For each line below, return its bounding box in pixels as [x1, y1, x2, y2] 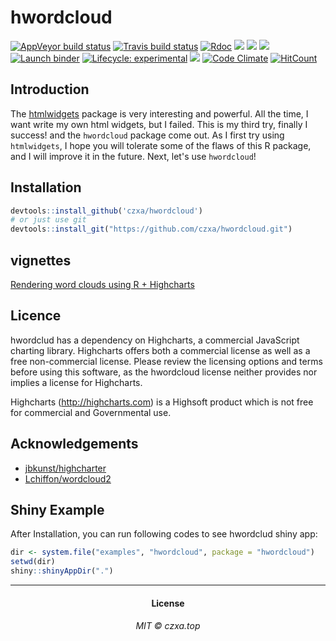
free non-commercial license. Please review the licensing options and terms [10, 355, 323, 367]
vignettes [10, 252, 72, 269]
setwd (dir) [10, 557, 56, 567]
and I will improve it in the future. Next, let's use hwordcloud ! [10, 150, 257, 162]
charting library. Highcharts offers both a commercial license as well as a [10, 344, 311, 356]
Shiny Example [10, 502, 105, 519]
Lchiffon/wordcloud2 [24, 472, 112, 485]
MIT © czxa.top [135, 620, 201, 632]
